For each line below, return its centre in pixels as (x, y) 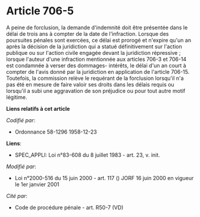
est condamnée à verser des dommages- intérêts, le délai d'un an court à (96, 65)
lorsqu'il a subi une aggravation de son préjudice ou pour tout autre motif (96, 91)
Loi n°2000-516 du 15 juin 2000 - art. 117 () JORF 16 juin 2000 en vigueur (104, 178)
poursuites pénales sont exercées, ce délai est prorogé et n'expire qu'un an (99, 40)
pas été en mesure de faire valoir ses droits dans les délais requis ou (90, 84)
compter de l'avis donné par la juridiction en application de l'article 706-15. (98, 72)
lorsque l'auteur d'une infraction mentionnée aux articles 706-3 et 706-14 (96, 59)
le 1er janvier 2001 (37, 184)
